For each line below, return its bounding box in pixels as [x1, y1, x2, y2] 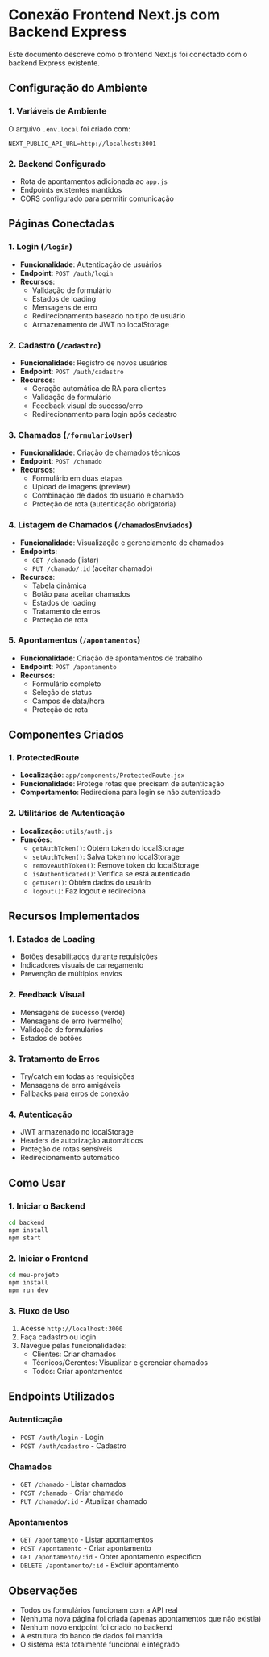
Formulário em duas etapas [31, 473, 123, 483]
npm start [8, 1234, 42, 1242]
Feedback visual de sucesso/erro [31, 401, 143, 410]
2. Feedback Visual [8, 989, 85, 1001]
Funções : [19, 835, 52, 844]
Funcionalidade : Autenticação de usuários [19, 260, 163, 269]
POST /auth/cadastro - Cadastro [19, 1441, 127, 1451]
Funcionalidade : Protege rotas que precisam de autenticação [19, 779, 225, 789]
